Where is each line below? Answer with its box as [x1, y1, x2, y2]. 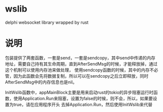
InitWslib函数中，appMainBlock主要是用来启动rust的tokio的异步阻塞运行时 [5, 89, 154, 95]
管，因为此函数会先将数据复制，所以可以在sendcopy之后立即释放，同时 [5, 73, 148, 79]
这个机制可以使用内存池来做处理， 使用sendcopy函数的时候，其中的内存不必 [5, 67, 158, 73]
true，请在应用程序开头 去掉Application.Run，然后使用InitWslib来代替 [13, 101, 152, 107]
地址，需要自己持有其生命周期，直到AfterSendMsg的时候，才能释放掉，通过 [5, 61, 158, 66]
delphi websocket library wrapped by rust [5, 19, 89, 25]
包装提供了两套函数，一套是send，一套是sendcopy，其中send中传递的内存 [5, 55, 156, 61]
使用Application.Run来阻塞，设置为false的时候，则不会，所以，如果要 [13, 96, 153, 101]
